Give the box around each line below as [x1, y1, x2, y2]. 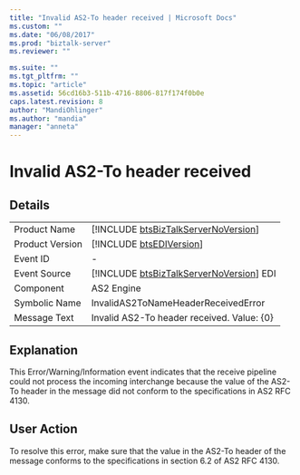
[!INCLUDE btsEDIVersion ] [91, 237, 204, 250]
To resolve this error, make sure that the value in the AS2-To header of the [9, 445, 286, 456]
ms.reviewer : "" [9, 47, 71, 56]
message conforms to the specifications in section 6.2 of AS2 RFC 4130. [9, 455, 280, 466]
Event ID [14, 253, 50, 266]
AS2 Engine [91, 282, 141, 295]
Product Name [14, 223, 75, 236]
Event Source [14, 267, 72, 280]
